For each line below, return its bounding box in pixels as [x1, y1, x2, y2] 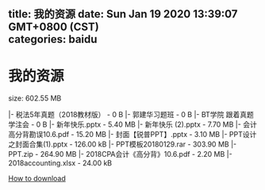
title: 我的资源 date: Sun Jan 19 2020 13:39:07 [8, 7, 238, 21]
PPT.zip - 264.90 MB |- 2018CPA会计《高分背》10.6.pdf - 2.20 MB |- [8, 150, 232, 159]
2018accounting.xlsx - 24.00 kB [8, 158, 113, 168]
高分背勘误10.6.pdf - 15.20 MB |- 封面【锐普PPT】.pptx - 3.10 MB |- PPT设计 [8, 130, 257, 139]
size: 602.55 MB [8, 93, 62, 103]
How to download [8, 173, 66, 184]
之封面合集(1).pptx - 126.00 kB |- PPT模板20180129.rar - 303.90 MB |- [8, 139, 236, 149]
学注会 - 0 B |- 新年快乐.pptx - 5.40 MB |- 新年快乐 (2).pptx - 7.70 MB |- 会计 [8, 120, 258, 129]
